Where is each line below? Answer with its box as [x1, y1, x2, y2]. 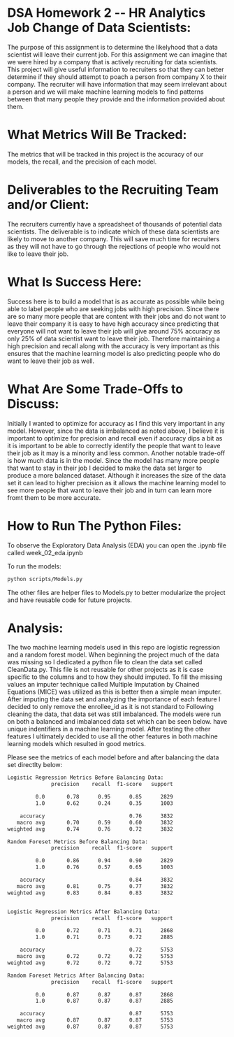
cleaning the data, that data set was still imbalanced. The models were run [7, 710, 221, 718]
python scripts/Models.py [7, 575, 82, 582]
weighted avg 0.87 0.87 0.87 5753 [7, 1023, 173, 1031]
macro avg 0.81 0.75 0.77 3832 [16, 882, 173, 889]
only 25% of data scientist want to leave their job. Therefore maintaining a [7, 334, 220, 343]
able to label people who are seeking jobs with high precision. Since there [7, 304, 220, 313]
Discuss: [7, 396, 59, 412]
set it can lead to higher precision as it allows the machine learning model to [7, 478, 226, 487]
